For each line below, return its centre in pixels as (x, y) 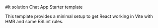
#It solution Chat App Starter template (44, 7)
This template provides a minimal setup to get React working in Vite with (79, 16)
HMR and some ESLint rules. (34, 21)
